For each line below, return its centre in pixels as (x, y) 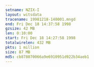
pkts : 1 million (22, 47)
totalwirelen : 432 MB (28, 43)
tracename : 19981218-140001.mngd (40, 19)
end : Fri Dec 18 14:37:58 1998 (38, 24)
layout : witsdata (23, 15)
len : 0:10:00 (19, 33)
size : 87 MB (18, 52)
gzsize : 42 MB (20, 29)
